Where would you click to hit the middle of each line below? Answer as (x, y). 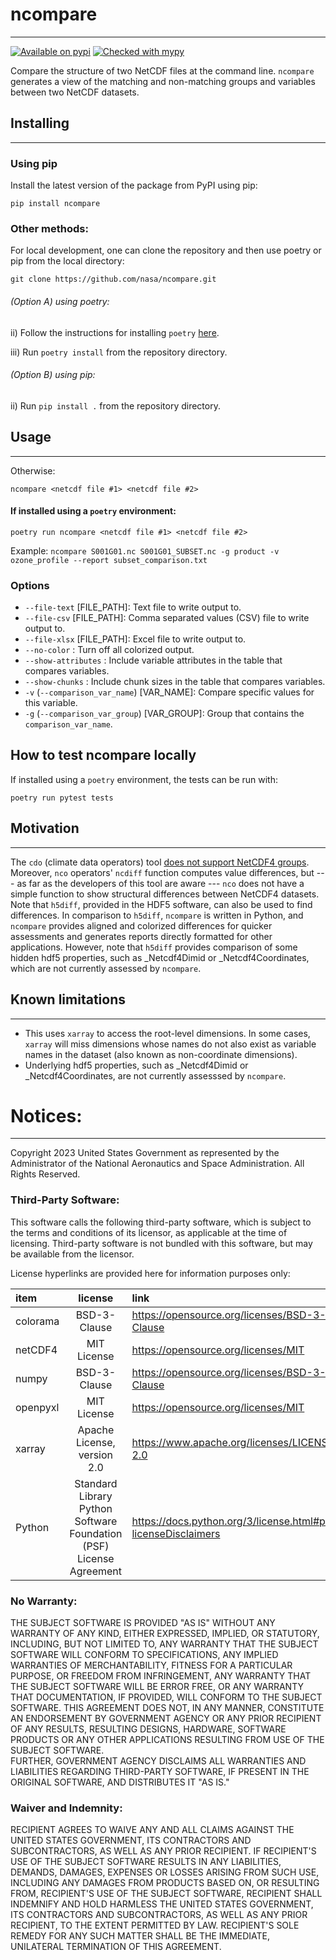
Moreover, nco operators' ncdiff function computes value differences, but (162, 872)
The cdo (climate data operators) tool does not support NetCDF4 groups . (160, 862)
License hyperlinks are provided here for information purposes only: (150, 1273)
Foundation (96, 1533)
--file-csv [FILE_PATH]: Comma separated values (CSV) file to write (167, 618)
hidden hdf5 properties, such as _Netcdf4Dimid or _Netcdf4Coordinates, (160, 957)
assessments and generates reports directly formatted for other (141, 936)
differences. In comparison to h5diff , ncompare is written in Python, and (157, 915)
